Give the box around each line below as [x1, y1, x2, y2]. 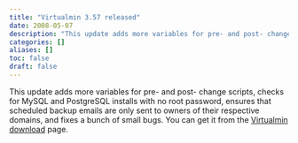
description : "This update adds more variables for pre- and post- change [9, 29, 292, 38]
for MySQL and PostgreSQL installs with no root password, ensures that [9, 95, 272, 106]
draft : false [9, 63, 58, 71]
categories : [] [9, 37, 66, 47]
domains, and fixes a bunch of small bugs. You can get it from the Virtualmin [9, 114, 288, 124]
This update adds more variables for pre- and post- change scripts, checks [9, 86, 285, 97]
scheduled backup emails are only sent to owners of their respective [9, 105, 260, 116]
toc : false [9, 54, 50, 63]
